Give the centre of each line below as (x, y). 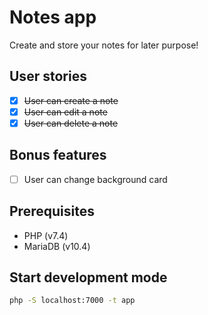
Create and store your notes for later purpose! (104, 45)
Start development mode (88, 277)
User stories (48, 76)
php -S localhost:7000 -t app (72, 301)
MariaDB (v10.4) (57, 246)
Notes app (53, 17)
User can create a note (71, 100)
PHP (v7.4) (46, 235)
